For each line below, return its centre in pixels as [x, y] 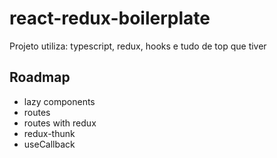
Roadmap [40, 77]
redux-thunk [49, 133]
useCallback [49, 144]
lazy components [59, 101]
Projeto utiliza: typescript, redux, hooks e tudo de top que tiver [138, 46]
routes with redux [60, 123]
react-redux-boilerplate [110, 18]
